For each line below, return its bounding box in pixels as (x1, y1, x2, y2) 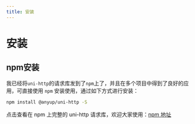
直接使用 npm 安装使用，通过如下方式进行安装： (22, 87, 139, 94)
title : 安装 (6, 8, 34, 15)
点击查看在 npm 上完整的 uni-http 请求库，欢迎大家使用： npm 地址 (6, 111, 172, 118)
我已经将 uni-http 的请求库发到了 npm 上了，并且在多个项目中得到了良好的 (6, 79, 184, 87)
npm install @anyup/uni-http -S (6, 99, 87, 105)
